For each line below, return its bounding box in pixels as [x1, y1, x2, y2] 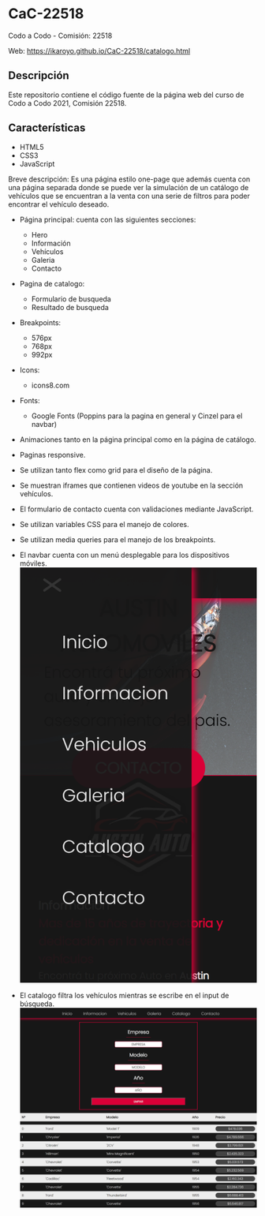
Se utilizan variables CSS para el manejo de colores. [19, 519, 189, 529]
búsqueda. [19, 999, 55, 1008]
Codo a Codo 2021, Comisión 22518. [8, 98, 127, 107]
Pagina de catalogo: [19, 279, 85, 288]
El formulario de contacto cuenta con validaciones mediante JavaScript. [19, 504, 254, 514]
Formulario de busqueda [31, 294, 112, 304]
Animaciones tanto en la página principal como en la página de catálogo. [19, 435, 256, 444]
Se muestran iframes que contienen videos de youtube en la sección [19, 481, 244, 490]
